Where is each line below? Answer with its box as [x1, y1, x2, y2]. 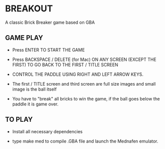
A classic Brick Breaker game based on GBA [5, 19, 95, 25]
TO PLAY [5, 115, 33, 124]
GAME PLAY [5, 34, 43, 42]
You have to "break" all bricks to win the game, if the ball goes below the [12, 96, 160, 101]
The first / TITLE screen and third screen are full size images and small [12, 81, 156, 87]
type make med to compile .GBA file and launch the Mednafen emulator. [12, 138, 159, 144]
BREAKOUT [5, 3, 53, 14]
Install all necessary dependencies [12, 128, 83, 134]
